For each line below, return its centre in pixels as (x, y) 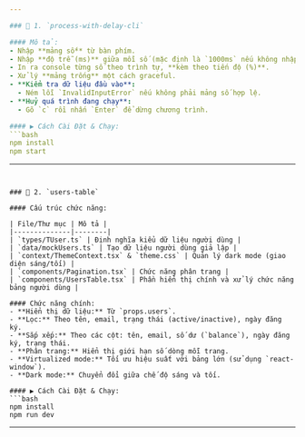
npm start (28, 152)
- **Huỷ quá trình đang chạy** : (70, 101)
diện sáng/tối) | (42, 264)
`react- (280, 360)
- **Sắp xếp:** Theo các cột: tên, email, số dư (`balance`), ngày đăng (150, 336)
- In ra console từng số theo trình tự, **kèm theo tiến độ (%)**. (140, 68)
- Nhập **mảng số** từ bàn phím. (73, 51)
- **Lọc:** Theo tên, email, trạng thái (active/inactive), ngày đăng (146, 320)
